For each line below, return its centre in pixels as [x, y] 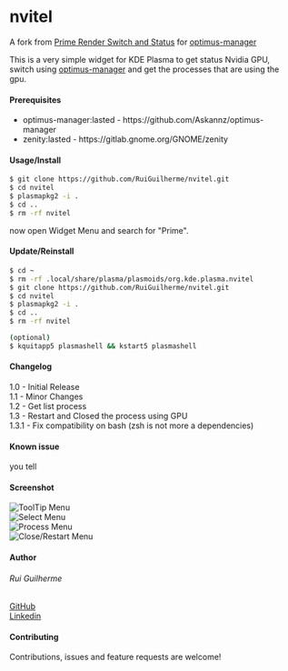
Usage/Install [35, 160]
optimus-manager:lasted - [71, 120]
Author [23, 557]
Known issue [35, 446]
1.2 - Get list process [48, 406]
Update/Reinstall [42, 251]
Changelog [31, 366]
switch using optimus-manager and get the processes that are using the [144, 69]
